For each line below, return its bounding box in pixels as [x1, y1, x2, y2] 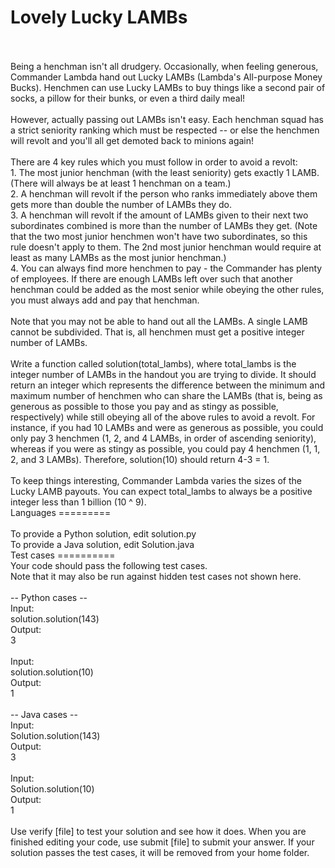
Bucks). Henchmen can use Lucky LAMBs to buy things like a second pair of [10, 81, 326, 93]
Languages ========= [10, 506, 112, 518]
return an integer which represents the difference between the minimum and [10, 379, 325, 391]
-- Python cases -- [10, 591, 88, 603]
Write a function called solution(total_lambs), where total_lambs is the [10, 357, 297, 370]
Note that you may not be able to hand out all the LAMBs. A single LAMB [10, 315, 308, 327]
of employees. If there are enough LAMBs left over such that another [10, 272, 293, 285]
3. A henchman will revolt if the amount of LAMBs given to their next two [10, 209, 309, 221]
